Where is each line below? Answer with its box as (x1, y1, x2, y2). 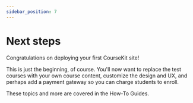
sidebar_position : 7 (6, 8, 58, 15)
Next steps (6, 34, 61, 48)
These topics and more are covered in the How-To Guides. (6, 90, 150, 97)
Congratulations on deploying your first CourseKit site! (6, 54, 140, 61)
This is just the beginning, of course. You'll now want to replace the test (6, 65, 182, 73)
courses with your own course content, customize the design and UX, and (6, 72, 188, 79)
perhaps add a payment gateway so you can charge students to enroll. (6, 78, 179, 85)
